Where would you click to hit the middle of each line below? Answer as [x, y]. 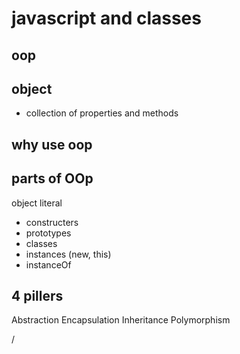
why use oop [52, 144]
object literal [37, 203]
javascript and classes [106, 18]
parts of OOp [52, 178]
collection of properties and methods [102, 113]
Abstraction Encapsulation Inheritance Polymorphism [121, 320]
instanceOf [48, 264]
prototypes [48, 233]
